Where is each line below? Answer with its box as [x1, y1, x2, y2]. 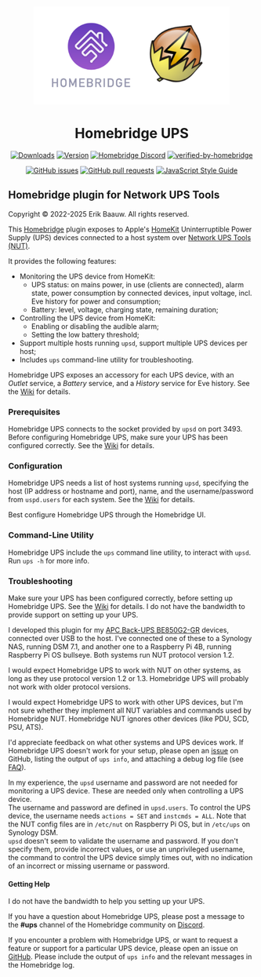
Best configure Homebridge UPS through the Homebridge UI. [8, 510, 206, 519]
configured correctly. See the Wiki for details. [8, 441, 155, 450]
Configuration [8, 460, 63, 471]
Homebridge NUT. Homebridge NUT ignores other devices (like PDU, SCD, [8, 713, 249, 724]
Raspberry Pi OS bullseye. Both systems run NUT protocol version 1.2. [8, 650, 234, 659]
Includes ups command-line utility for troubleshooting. [19, 355, 194, 364]
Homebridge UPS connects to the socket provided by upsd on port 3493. [8, 425, 243, 434]
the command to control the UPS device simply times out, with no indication [8, 852, 253, 862]
